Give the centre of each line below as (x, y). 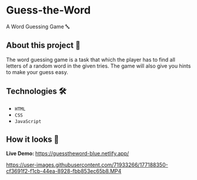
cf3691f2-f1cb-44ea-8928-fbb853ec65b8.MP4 (64, 171)
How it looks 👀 (33, 139)
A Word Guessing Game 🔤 (38, 26)
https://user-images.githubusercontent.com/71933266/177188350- (87, 165)
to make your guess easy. (37, 72)
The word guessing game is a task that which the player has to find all (91, 59)
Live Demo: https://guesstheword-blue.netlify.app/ (68, 154)
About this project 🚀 (43, 46)
